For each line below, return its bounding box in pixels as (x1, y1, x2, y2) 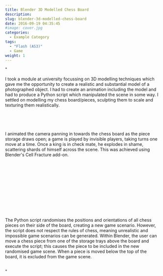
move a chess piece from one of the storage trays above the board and (5, 238, 149, 244)
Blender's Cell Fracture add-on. (5, 152, 69, 158)
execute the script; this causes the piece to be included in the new (5, 243, 139, 249)
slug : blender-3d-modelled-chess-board (5, 16, 87, 21)
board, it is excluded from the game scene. (5, 254, 92, 260)
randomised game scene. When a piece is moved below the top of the (5, 248, 147, 254)
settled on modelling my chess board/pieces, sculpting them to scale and (5, 97, 153, 103)
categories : (5, 30, 29, 35)
